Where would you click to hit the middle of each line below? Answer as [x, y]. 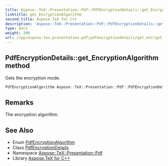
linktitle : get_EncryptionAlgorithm [43, 14]
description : [19, 24]
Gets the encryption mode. [33, 77]
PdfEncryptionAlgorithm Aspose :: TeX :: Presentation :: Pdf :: [67, 87]
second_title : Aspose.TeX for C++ [41, 19]
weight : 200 [17, 33]
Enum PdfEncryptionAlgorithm [43, 142]
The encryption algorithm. [32, 114]
